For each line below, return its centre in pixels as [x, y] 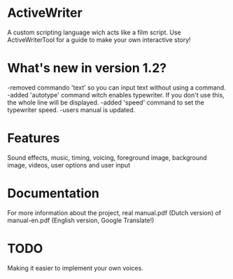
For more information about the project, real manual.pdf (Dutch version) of [114, 212]
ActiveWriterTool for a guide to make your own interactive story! [99, 39]
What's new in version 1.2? [87, 68]
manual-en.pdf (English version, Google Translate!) [81, 220]
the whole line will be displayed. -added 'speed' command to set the [106, 102]
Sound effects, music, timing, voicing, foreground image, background [107, 157]
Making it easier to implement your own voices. [75, 268]
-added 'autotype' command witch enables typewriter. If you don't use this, [116, 95]
